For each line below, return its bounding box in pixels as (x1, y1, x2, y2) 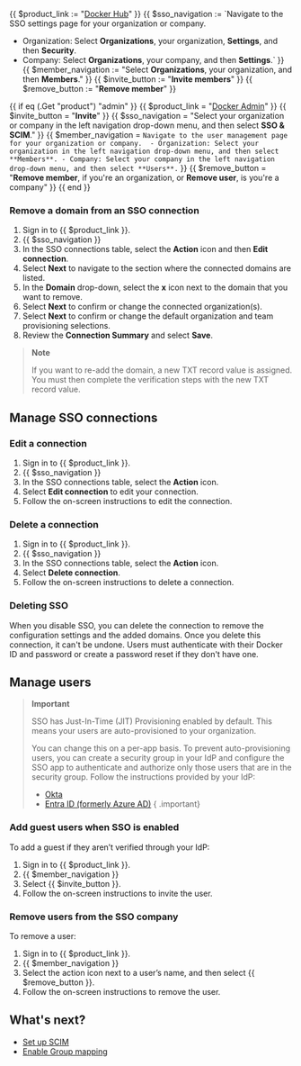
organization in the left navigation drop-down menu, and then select (9, 147, 279, 156)
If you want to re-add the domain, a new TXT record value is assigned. (31, 365, 293, 375)
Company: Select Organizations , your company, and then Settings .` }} (22, 55, 285, 65)
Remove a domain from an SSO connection (9, 203, 199, 216)
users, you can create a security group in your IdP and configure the (31, 753, 285, 763)
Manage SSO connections (9, 410, 158, 425)
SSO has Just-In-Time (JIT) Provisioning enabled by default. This (31, 716, 272, 727)
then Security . (22, 45, 76, 56)
